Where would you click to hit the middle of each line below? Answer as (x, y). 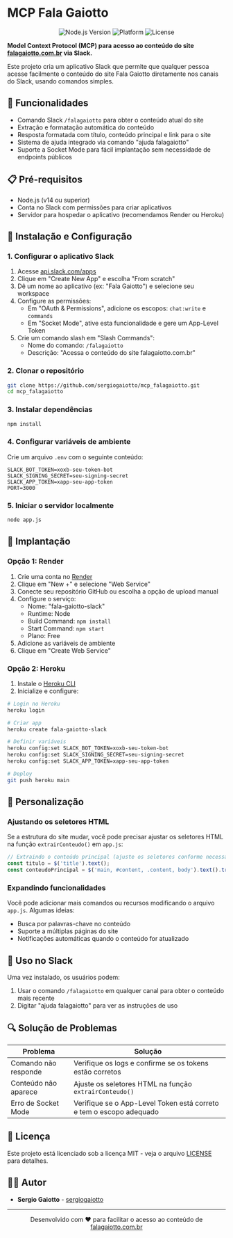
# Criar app (24, 723)
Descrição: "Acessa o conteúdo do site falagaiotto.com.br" (112, 353)
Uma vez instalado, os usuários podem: (63, 977)
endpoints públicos (45, 157)
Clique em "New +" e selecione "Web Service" (84, 584)
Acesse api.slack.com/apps (57, 271)
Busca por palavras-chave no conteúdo (74, 924)
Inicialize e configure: (48, 691)
